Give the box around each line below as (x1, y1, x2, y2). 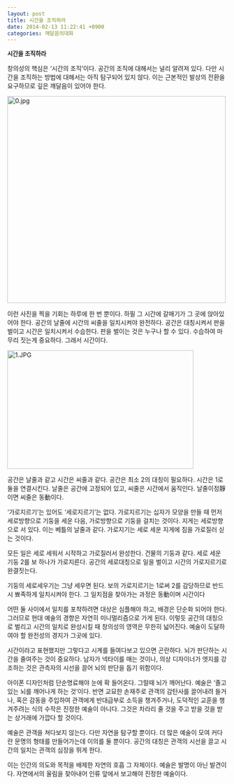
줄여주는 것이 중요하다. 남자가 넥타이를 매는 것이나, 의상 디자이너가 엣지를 (20, 655, 220, 664)
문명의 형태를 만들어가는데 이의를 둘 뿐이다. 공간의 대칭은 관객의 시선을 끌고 (14, 737, 220, 745)
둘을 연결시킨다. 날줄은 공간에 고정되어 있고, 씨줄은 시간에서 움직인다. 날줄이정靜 (7, 484, 226, 493)
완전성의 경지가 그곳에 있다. (27, 631, 103, 640)
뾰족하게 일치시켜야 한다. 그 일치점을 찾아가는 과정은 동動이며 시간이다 (14, 590, 205, 598)
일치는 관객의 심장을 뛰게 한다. (20, 746, 103, 755)
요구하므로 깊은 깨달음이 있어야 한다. (7, 82, 106, 90)
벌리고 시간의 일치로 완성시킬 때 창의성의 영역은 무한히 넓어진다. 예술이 (14, 622, 207, 631)
